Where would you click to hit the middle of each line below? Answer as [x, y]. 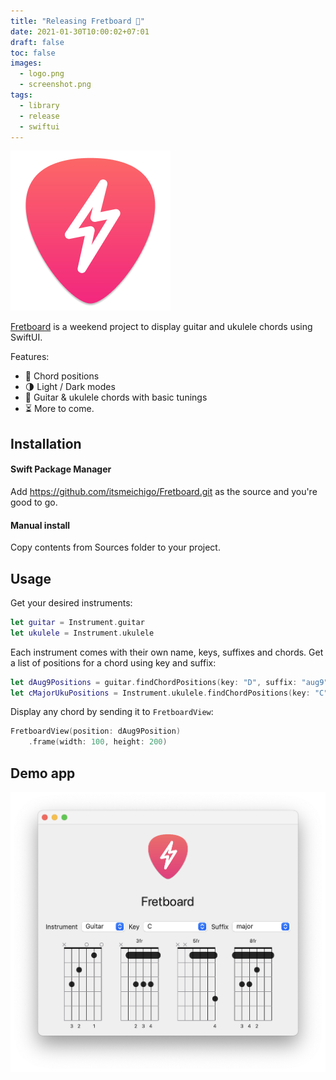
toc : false [33, 53]
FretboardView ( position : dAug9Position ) [96, 731]
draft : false [37, 42]
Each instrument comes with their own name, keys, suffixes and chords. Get [167, 652]
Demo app [43, 773]
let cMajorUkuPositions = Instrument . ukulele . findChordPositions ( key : [160, 693]
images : [26, 63]
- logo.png [42, 74]
